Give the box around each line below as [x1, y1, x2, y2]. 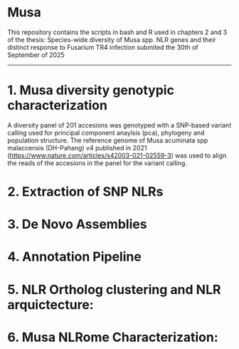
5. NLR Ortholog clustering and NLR [7, 281, 221, 298]
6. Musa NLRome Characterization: [7, 329, 218, 345]
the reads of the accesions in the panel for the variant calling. [7, 158, 187, 167]
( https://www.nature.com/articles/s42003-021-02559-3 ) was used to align [7, 151, 227, 160]
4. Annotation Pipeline [7, 249, 142, 265]
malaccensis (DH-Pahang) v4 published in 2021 [7, 143, 147, 152]
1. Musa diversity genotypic [7, 83, 174, 98]
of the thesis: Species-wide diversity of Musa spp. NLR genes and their [7, 35, 217, 43]
